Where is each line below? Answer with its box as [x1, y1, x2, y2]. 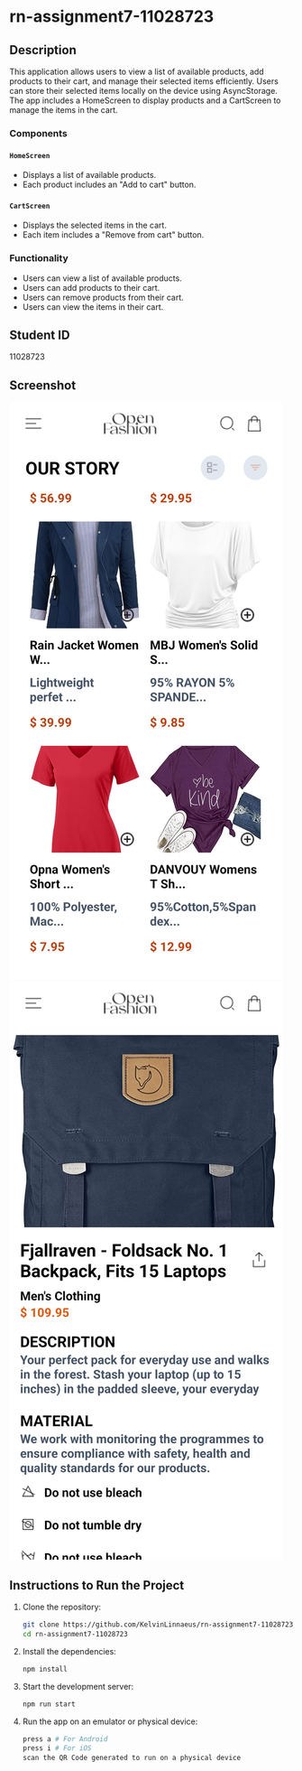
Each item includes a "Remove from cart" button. [22, 229, 205, 240]
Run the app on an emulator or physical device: [22, 1716, 198, 1727]
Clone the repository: [22, 1601, 102, 1613]
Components [9, 126, 68, 139]
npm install [22, 1664, 68, 1673]
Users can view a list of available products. [22, 273, 182, 284]
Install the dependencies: [22, 1645, 117, 1656]
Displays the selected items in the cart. [22, 219, 167, 231]
